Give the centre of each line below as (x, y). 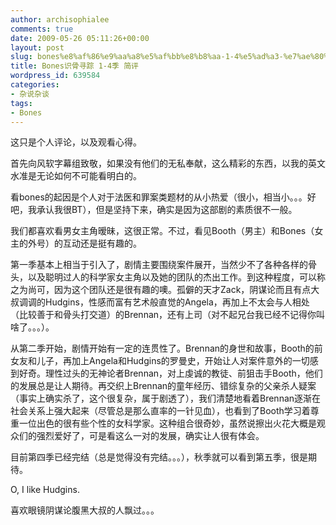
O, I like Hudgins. (45, 490)
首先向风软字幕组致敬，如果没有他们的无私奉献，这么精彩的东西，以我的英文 (168, 163)
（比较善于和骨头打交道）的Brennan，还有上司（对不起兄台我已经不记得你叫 (168, 315)
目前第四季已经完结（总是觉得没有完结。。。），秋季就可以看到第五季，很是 (159, 457)
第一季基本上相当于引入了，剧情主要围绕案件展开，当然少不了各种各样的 (159, 265)
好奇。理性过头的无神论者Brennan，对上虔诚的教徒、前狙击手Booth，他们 (170, 373)
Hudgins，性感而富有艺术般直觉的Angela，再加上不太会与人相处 (177, 302)
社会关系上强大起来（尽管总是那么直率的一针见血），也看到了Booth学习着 (160, 411)
